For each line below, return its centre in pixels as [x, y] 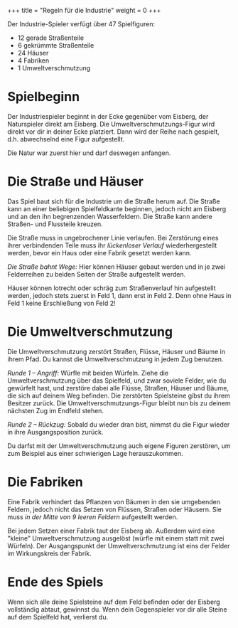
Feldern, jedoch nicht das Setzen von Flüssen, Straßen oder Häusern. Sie [115, 509]
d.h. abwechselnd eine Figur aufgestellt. [66, 139]
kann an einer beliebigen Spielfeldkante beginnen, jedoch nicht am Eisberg [117, 208]
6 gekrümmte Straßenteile [56, 45]
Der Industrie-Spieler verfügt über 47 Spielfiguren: [81, 24]
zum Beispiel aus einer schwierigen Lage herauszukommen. [95, 453]
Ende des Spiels [55, 582]
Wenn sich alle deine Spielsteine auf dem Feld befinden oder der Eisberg [114, 602]
